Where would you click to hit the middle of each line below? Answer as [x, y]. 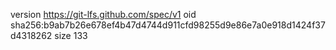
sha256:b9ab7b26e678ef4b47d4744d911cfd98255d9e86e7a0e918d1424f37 [168, 25]
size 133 [71, 35]
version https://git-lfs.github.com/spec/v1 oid [103, 14]
